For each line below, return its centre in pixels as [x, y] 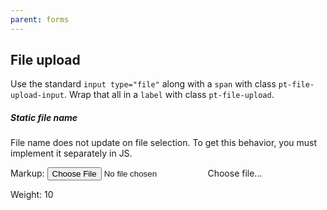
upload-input [37, 96]
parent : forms [40, 19]
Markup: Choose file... [136, 173]
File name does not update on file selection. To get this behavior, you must [164, 143]
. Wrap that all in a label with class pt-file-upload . [169, 95]
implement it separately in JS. [71, 153]
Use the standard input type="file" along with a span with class [143, 84]
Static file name [44, 118]
